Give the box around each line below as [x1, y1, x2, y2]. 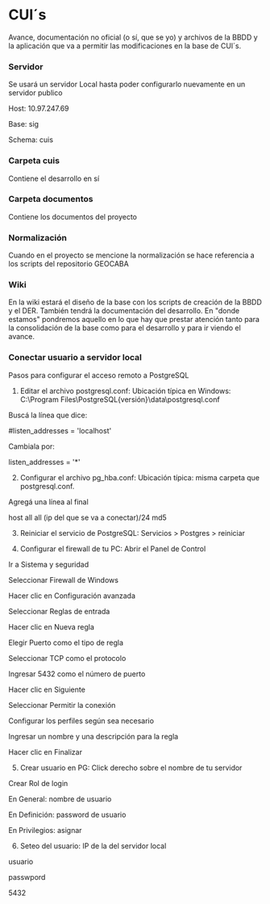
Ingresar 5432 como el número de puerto [8, 668, 146, 679]
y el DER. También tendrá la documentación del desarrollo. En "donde [8, 306, 240, 316]
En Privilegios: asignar [8, 825, 82, 835]
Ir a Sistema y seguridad [8, 559, 89, 569]
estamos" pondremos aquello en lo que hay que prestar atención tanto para [8, 315, 260, 324]
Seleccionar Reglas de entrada [8, 606, 110, 616]
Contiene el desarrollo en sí [8, 174, 100, 183]
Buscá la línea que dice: [8, 410, 88, 420]
